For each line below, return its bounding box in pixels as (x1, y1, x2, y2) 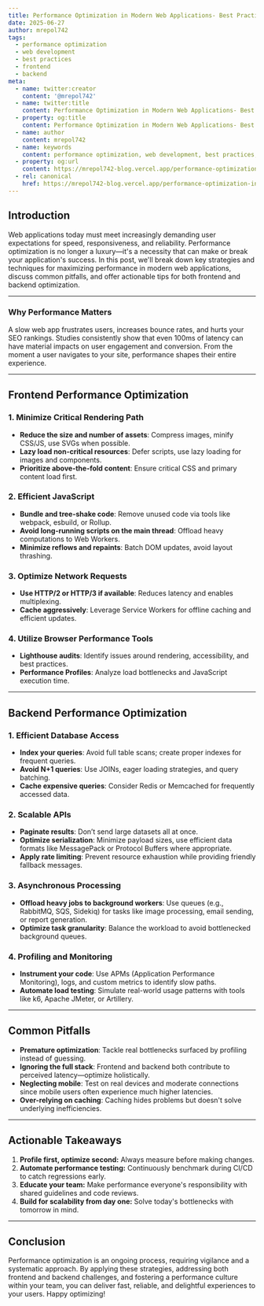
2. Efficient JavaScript (8, 491, 95, 502)
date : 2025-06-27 (8, 19, 65, 27)
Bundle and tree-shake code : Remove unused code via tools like (19, 509, 230, 518)
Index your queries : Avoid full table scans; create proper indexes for (19, 748, 242, 758)
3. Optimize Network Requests (8, 570, 127, 581)
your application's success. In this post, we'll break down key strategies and (8, 255, 255, 264)
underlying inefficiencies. (19, 1103, 102, 1113)
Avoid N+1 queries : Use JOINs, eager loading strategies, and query (19, 765, 239, 774)
